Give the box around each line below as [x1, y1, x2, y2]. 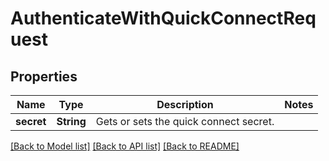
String [56, 115, 87, 128]
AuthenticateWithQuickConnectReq [10, 7, 317, 30]
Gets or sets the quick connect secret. [95, 115, 275, 128]
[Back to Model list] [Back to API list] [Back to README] [10, 140, 240, 152]
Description [156, 98, 214, 111]
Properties [10, 68, 78, 85]
